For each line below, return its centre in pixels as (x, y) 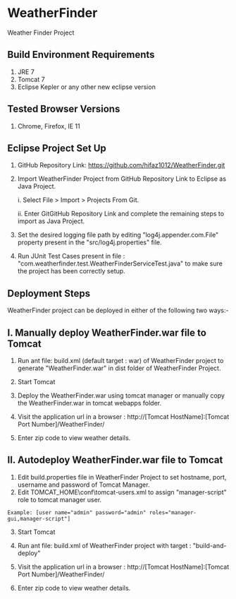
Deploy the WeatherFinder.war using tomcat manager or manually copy (121, 396)
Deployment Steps (49, 293)
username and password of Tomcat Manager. (83, 485)
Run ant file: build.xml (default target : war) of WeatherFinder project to (120, 361)
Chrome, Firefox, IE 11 (49, 126)
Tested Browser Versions (64, 109)
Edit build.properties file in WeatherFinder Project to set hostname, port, (122, 477)
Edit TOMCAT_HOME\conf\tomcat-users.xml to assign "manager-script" (122, 492)
